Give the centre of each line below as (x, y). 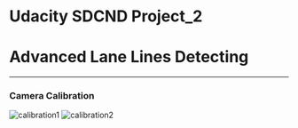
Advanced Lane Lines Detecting (129, 57)
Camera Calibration (52, 96)
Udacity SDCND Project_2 (106, 16)
